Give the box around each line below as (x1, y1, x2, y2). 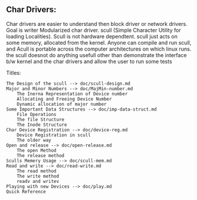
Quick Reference (6, 188, 46, 195)
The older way (17, 137, 51, 143)
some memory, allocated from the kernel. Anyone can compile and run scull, (6, 39, 192, 46)
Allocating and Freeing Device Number (17, 96, 112, 102)
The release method (17, 152, 65, 158)
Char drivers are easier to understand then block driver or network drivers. (6, 20, 188, 27)
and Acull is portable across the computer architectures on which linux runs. (6, 45, 192, 52)
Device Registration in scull (17, 132, 91, 138)
